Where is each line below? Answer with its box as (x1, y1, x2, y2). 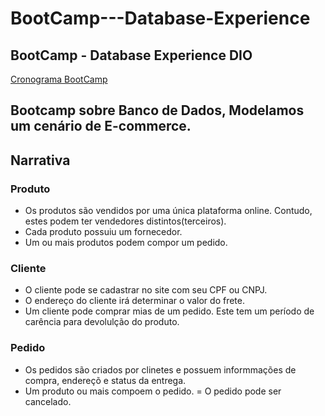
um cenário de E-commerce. (10, 118, 192, 135)
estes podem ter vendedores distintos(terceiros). (24, 215, 227, 227)
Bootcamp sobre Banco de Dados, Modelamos (10, 102, 305, 119)
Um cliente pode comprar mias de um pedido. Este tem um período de (24, 305, 315, 317)
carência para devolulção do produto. (24, 316, 180, 328)
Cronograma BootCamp (10, 73, 108, 85)
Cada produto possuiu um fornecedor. (24, 226, 183, 238)
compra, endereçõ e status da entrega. (24, 374, 187, 386)
